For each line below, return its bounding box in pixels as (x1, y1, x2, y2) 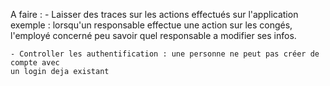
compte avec (10, 58, 60, 68)
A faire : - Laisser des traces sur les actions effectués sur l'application (10, 9, 299, 20)
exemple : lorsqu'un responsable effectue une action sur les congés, (10, 19, 293, 31)
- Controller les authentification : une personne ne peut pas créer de (10, 49, 320, 59)
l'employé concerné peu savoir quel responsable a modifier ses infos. (10, 30, 297, 41)
